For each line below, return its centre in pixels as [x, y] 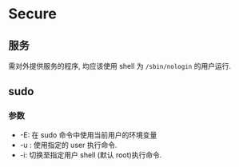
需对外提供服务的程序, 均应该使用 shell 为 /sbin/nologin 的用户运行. [120, 66]
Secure [33, 14]
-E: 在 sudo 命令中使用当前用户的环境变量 [88, 135]
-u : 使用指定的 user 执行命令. [68, 145]
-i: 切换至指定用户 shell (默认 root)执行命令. [91, 155]
